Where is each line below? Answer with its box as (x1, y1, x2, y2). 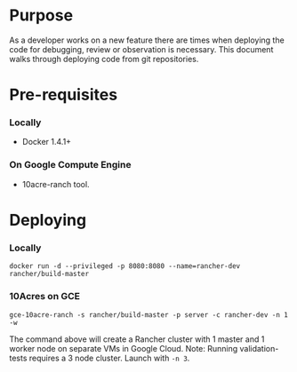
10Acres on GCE (9, 290, 81, 303)
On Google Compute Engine (9, 159, 132, 171)
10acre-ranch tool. (21, 178, 91, 189)
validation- (239, 343, 279, 353)
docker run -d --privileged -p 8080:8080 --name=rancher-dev (9, 262, 241, 271)
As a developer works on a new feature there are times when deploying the (9, 35, 285, 45)
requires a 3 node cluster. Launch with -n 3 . (28, 352, 190, 363)
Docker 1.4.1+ (21, 137, 72, 147)
